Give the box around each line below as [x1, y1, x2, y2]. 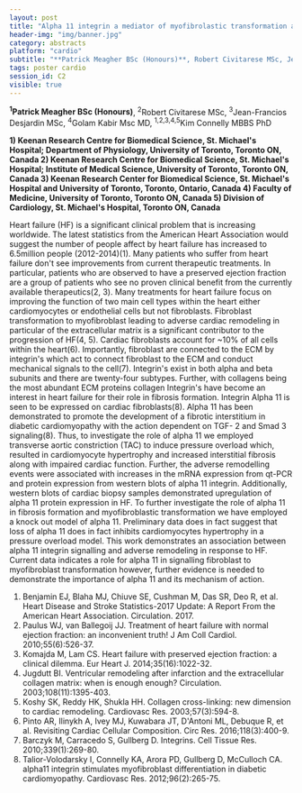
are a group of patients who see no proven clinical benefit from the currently [9, 277, 292, 287]
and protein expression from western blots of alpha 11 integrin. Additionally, [9, 478, 288, 488]
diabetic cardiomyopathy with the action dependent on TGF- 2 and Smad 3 [9, 420, 287, 431]
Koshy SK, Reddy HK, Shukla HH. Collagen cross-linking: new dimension [22, 696, 292, 707]
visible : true [9, 80, 63, 89]
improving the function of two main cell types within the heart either [9, 296, 261, 306]
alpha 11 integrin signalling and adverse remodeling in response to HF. [9, 544, 268, 555]
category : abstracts [9, 38, 87, 48]
